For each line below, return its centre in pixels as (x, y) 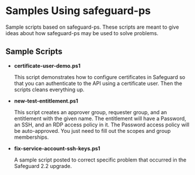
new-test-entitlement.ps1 (46, 101)
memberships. (31, 137)
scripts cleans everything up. (49, 90)
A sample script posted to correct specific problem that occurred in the (100, 160)
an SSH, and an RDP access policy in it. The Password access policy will (102, 125)
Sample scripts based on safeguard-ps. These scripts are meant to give (93, 27)
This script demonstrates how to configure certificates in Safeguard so (100, 77)
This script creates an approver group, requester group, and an (90, 112)
